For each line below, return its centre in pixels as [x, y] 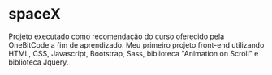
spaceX [35, 14]
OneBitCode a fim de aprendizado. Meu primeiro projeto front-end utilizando [136, 44]
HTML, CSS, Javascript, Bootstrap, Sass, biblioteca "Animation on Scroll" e [134, 53]
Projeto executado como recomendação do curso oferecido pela [117, 36]
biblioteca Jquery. [39, 62]
